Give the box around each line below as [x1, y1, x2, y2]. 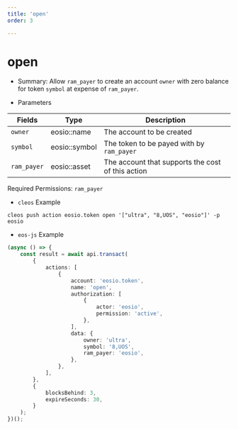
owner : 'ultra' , [83, 336, 132, 344]
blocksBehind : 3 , [45, 389, 97, 396]
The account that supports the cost [103, 157, 221, 167]
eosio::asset [50, 162, 91, 172]
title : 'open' [7, 10, 50, 18]
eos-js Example [17, 230, 64, 239]
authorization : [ [70, 290, 122, 298]
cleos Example [17, 198, 61, 206]
